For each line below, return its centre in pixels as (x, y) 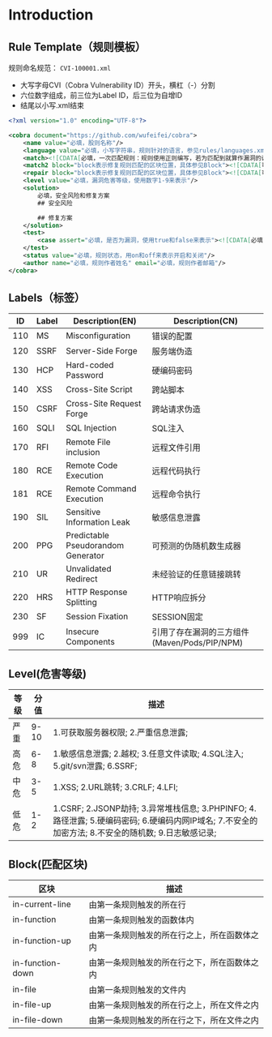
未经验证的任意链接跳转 (196, 575)
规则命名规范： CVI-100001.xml (60, 68)
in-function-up (42, 941)
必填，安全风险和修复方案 (74, 195)
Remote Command (101, 489)
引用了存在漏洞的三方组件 (200, 632)
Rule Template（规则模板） (77, 47)
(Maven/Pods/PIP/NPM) (198, 643)
